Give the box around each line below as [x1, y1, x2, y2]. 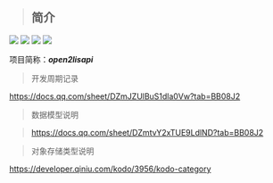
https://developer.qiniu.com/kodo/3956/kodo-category [9, 163, 211, 174]
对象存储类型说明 [30, 146, 95, 156]
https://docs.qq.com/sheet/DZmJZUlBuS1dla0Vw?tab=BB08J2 [9, 90, 241, 102]
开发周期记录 [30, 72, 79, 84]
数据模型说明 [30, 109, 79, 120]
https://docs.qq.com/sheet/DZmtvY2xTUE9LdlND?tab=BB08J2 [30, 127, 264, 137]
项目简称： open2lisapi [9, 54, 94, 64]
